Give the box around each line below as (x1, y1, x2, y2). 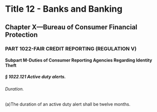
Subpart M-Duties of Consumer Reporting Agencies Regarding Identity (5, 57, 153, 63)
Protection (5, 30, 38, 39)
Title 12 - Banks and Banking (5, 3, 123, 15)
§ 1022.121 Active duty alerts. (5, 73, 66, 79)
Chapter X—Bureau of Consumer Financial (5, 23, 138, 31)
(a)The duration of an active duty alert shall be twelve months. (5, 101, 131, 107)
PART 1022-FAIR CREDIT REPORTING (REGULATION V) (5, 45, 137, 52)
